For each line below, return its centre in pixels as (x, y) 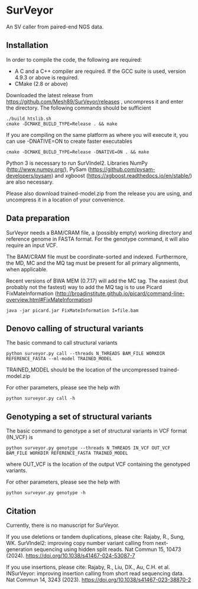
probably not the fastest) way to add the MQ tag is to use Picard (84, 287)
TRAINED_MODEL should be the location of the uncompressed (82, 370)
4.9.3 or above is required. (47, 77)
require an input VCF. (32, 245)
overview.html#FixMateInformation (48, 299)
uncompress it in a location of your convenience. (66, 200)
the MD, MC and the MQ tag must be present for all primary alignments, (93, 263)
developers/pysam (29, 175)
